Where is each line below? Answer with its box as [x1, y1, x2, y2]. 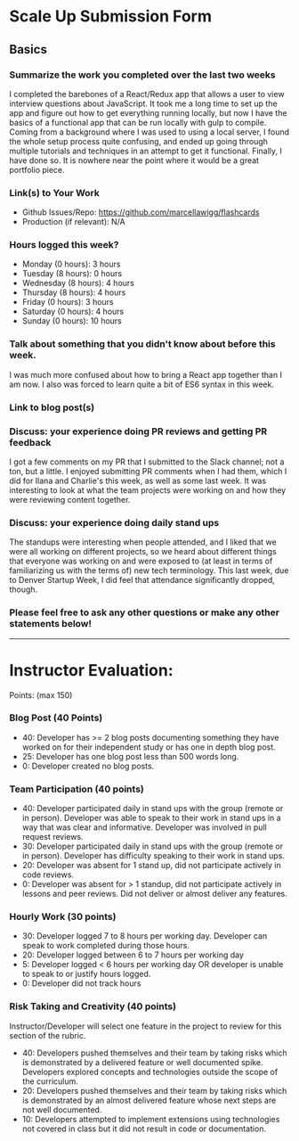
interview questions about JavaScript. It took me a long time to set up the [9, 98, 278, 109]
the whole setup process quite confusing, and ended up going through [9, 135, 269, 146]
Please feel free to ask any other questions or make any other [9, 606, 280, 619]
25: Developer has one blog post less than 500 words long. [21, 751, 239, 761]
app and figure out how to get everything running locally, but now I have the [9, 107, 287, 118]
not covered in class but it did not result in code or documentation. [21, 1123, 267, 1134]
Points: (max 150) [9, 689, 73, 701]
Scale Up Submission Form [9, 6, 212, 27]
